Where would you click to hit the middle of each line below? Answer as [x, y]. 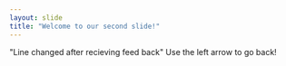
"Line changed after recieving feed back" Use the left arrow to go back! [143, 52]
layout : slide [36, 18]
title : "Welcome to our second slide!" [85, 26]
